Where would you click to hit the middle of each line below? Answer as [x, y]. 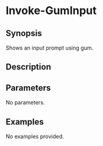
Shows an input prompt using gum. [50, 48]
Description [28, 67]
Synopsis [24, 33]
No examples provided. [35, 137]
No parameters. [25, 103]
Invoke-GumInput [51, 11]
